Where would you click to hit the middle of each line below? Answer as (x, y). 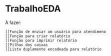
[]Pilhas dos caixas (27, 45)
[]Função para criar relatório (38, 36)
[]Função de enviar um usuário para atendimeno (56, 31)
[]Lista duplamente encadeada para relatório (53, 49)
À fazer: (13, 22)
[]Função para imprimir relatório (41, 40)
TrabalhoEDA (33, 9)
